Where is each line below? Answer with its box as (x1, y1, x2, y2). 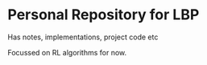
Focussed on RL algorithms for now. (7, 47, 127, 57)
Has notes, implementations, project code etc (7, 32, 159, 42)
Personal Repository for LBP (7, 6, 200, 24)
